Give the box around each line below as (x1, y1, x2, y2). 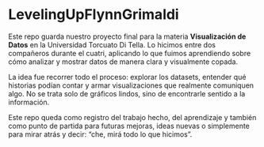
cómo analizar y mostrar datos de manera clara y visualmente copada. (8, 57, 239, 66)
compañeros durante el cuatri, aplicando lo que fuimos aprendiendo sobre (8, 48, 251, 58)
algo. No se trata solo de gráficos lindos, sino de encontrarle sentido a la (8, 89, 246, 98)
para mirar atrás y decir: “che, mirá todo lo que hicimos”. (8, 129, 193, 139)
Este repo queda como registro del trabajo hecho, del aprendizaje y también (8, 112, 257, 122)
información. (8, 97, 50, 107)
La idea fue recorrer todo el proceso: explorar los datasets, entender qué (8, 72, 247, 81)
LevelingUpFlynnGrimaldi (8, 6, 180, 24)
